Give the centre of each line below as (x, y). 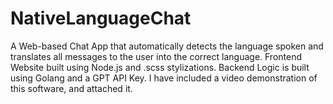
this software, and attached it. (71, 88)
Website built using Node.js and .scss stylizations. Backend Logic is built (160, 67)
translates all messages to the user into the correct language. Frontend (156, 56)
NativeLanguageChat (101, 18)
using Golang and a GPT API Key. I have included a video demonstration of (164, 78)
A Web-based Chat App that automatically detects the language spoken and (167, 46)
